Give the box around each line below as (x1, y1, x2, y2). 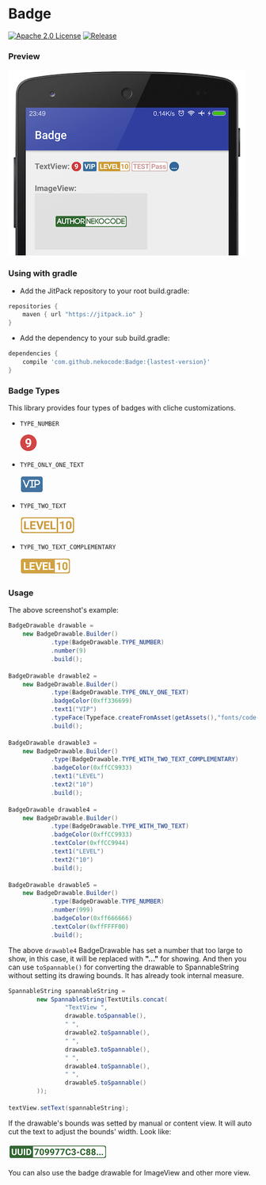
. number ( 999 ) (50, 906, 93, 914)
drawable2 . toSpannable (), (64, 1029, 150, 1037)
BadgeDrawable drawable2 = (8, 671, 97, 680)
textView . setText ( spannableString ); (8, 1103, 129, 1112)
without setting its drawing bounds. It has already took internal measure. (8, 970, 244, 980)
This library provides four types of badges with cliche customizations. (8, 403, 236, 413)
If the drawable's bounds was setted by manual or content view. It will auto (8, 1118, 252, 1128)
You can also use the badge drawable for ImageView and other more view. (8, 1168, 251, 1177)
